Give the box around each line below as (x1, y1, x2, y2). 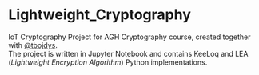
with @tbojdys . (8, 40, 58, 49)
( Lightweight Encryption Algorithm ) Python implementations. (8, 57, 208, 67)
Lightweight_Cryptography (8, 6, 192, 24)
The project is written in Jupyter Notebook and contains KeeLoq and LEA (8, 49, 249, 58)
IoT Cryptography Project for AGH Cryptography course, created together (8, 32, 251, 41)
